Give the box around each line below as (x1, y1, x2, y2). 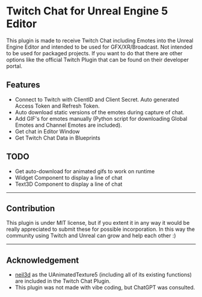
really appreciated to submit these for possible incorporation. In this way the (6, 225, 195, 233)
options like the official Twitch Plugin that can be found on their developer (6, 56, 189, 63)
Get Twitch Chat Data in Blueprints (14, 134, 100, 141)
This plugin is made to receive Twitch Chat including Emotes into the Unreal (6, 37, 194, 44)
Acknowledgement (6, 255, 79, 265)
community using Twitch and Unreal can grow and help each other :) (6, 232, 176, 239)
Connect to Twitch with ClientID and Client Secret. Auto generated (14, 96, 179, 103)
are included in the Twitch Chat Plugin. (14, 278, 111, 285)
